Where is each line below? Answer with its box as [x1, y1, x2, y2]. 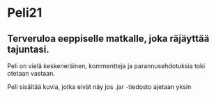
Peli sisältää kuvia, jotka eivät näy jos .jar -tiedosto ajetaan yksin [7, 83, 192, 91]
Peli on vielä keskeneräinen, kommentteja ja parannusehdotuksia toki [7, 62, 206, 70]
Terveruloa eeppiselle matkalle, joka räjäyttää [7, 33, 210, 44]
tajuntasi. [7, 43, 50, 55]
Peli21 [7, 5, 43, 21]
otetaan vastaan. [7, 70, 56, 77]
